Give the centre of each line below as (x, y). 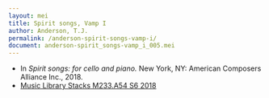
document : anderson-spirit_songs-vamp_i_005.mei (92, 46)
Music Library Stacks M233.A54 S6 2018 (88, 86)
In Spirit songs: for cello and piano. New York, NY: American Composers (141, 68)
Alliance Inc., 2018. (51, 77)
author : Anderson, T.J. (48, 31)
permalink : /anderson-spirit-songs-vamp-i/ (83, 38)
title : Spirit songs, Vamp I (57, 23)
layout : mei (28, 16)
